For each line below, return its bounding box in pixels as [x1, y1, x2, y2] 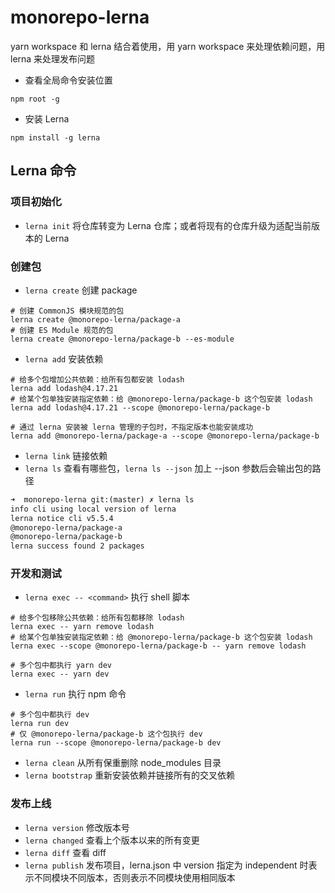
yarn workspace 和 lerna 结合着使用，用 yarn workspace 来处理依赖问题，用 [10, 40, 326, 52]
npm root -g [10, 94, 60, 104]
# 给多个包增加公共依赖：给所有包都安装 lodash [10, 374, 185, 385]
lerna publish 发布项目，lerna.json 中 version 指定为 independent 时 [24, 859, 309, 871]
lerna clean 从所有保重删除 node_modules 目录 [24, 757, 222, 769]
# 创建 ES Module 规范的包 [10, 325, 114, 335]
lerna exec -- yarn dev [10, 669, 110, 680]
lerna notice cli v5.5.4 [10, 513, 114, 523]
